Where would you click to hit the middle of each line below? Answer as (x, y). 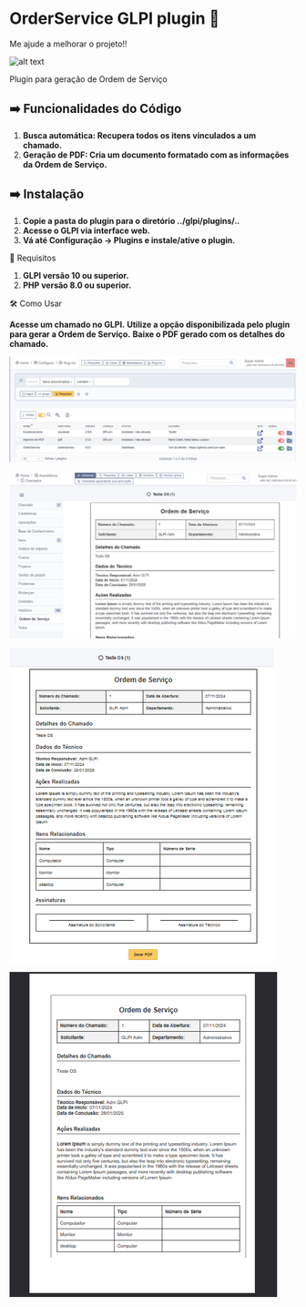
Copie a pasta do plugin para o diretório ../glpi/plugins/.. (131, 220)
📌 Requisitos (33, 258)
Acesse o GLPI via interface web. (86, 230)
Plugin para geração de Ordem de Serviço (88, 79)
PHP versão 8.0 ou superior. (77, 285)
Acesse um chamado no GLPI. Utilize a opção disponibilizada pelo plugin (150, 324)
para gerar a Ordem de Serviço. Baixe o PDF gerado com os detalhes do (147, 334)
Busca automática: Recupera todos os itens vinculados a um (139, 135)
